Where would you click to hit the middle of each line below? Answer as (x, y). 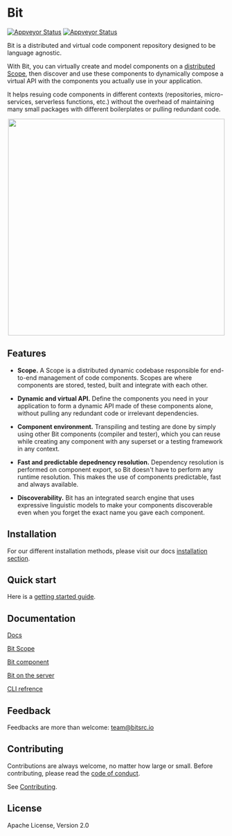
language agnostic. (35, 53)
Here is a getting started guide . (51, 597)
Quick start (32, 580)
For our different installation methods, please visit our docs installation (107, 551)
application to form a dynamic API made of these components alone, (115, 406)
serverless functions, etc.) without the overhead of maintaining (124, 101)
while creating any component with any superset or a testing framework (120, 441)
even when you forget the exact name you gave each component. (111, 512)
